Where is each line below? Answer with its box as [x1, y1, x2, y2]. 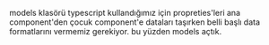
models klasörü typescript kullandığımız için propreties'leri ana [9, 8, 240, 18]
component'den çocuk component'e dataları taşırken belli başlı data [9, 17, 261, 27]
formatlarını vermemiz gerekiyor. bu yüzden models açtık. [9, 26, 222, 36]
